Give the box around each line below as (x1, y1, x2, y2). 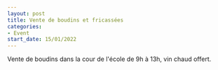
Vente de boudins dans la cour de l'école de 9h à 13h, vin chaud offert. (7, 55, 212, 63)
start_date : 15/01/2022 (7, 36, 77, 43)
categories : (7, 23, 42, 30)
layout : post (7, 10, 46, 17)
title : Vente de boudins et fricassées (7, 17, 124, 24)
